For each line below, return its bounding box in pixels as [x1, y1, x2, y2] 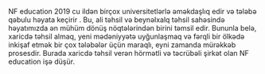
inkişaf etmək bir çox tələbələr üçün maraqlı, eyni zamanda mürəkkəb [8, 40, 236, 50]
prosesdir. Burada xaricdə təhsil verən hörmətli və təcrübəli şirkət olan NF [8, 49, 249, 57]
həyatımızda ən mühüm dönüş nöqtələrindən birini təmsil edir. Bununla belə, [8, 24, 257, 32]
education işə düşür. [8, 57, 76, 66]
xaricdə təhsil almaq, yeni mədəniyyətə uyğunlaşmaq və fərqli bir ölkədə [8, 31, 245, 41]
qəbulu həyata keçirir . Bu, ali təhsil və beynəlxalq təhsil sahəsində [8, 15, 225, 24]
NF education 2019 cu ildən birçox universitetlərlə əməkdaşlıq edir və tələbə [8, 7, 257, 16]
